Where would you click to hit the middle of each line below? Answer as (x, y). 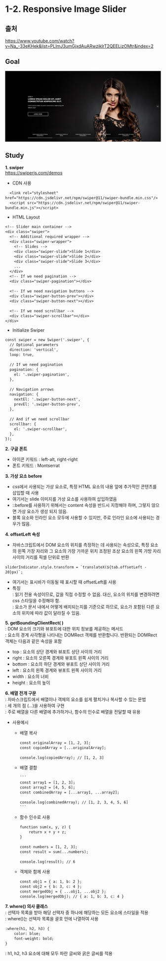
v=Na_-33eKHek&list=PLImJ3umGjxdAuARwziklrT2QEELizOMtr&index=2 (79, 46)
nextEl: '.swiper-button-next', (47, 399)
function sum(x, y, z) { (45, 827)
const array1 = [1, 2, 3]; (47, 782)
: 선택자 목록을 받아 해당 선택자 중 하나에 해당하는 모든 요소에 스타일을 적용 (77, 912)
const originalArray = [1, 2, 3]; (55, 743)
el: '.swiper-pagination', (42, 374)
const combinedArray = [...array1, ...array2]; (69, 792)
